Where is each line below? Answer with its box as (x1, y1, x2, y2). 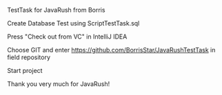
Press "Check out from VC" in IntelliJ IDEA (7, 32, 128, 41)
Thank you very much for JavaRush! (7, 80, 110, 88)
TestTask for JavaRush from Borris (7, 6, 105, 14)
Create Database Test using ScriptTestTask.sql (7, 19, 140, 27)
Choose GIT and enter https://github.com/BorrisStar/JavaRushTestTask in (7, 46, 216, 54)
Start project (7, 67, 43, 74)
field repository (7, 53, 50, 61)
